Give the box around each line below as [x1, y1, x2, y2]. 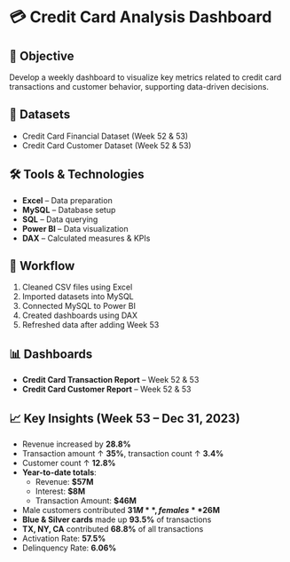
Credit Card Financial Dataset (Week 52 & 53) [21, 131, 189, 141]
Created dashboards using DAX [21, 310, 138, 321]
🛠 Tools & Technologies [9, 167, 145, 182]
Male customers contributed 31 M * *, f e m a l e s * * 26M [21, 505, 220, 516]
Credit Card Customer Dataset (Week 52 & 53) [21, 139, 192, 151]
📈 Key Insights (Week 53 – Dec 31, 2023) [9, 410, 241, 426]
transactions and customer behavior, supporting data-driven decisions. [9, 82, 269, 91]
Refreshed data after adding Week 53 [21, 320, 160, 330]
